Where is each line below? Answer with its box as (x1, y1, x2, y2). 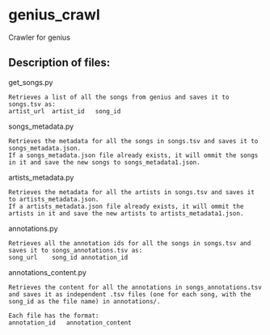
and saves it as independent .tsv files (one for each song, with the (8, 290, 251, 299)
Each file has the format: (8, 312, 99, 320)
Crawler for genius (8, 32, 71, 42)
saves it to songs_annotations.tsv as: (8, 246, 143, 254)
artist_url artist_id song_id (8, 107, 121, 115)
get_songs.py (8, 77, 53, 87)
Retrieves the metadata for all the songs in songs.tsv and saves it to (8, 137, 259, 145)
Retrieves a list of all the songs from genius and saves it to (8, 93, 230, 101)
